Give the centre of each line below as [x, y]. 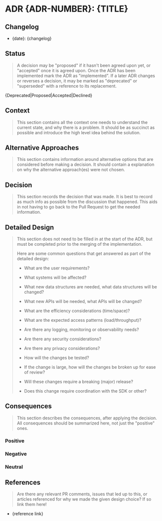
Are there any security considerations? [63, 339]
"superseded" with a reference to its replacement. [67, 86]
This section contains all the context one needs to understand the [82, 122]
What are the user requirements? [57, 268]
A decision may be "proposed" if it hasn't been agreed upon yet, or [84, 65]
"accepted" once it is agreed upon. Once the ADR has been [76, 70]
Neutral [14, 467]
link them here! [32, 505]
